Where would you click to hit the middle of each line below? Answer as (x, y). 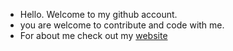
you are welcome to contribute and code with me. (122, 25)
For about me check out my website (93, 35)
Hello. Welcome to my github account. (98, 14)
